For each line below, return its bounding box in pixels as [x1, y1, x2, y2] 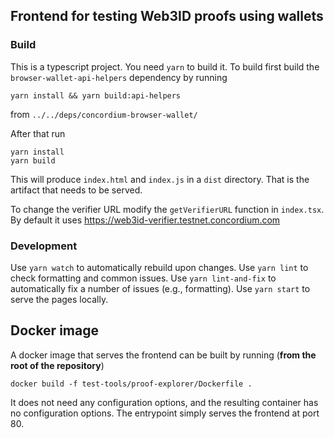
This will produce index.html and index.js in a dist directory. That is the [10, 173, 310, 185]
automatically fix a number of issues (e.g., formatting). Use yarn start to [10, 282, 311, 294]
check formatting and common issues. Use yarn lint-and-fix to [10, 272, 277, 284]
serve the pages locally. [10, 293, 109, 305]
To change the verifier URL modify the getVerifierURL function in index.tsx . [10, 203, 325, 215]
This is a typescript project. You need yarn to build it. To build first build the [10, 60, 320, 73]
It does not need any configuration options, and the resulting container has [10, 396, 319, 408]
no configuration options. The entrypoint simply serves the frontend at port [10, 407, 320, 419]
